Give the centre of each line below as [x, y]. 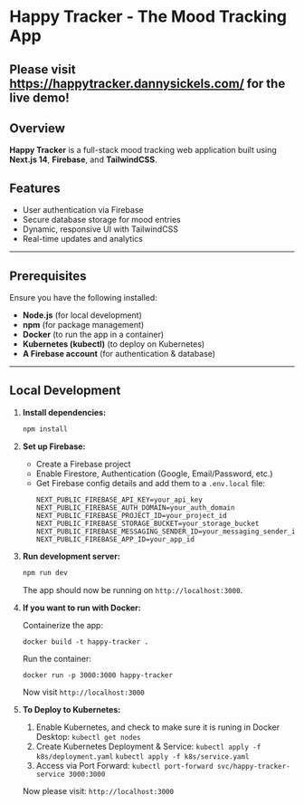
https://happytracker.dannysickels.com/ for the [147, 83]
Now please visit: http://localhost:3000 [98, 791]
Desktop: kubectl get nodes [89, 736]
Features [35, 188]
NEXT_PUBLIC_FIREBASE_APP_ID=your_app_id [115, 539]
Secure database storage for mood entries [101, 220]
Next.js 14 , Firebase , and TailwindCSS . [83, 159]
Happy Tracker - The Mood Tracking [148, 17]
